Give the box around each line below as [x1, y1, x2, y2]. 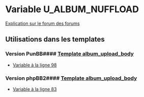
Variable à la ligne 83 [12, 86, 57, 92]
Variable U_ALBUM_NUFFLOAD [5, 4, 139, 15]
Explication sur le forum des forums [5, 20, 80, 26]
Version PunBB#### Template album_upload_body [5, 50, 134, 57]
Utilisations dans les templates [5, 35, 105, 44]
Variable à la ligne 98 [12, 62, 57, 68]
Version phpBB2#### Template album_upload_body [5, 75, 137, 82]
